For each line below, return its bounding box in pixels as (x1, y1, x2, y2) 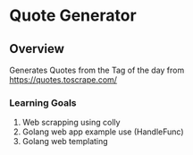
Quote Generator (9, 5, 137, 26)
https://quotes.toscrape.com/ (9, 74, 118, 85)
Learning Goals (9, 96, 78, 108)
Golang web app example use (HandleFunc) (21, 126, 185, 137)
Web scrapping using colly (21, 117, 121, 128)
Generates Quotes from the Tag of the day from (9, 65, 185, 75)
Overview (9, 41, 65, 56)
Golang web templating (21, 136, 109, 147)
